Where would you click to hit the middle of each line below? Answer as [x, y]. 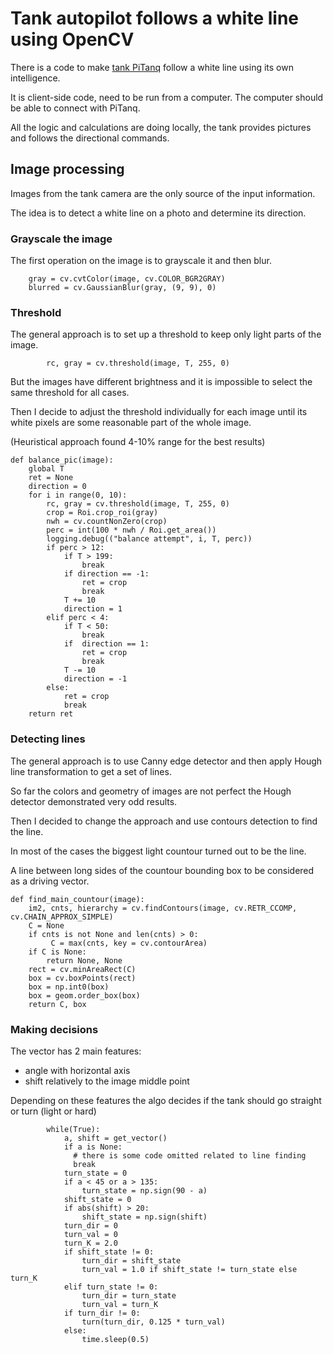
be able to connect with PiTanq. [75, 108]
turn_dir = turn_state [129, 1295]
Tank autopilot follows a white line [155, 18]
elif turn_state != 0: [111, 1287]
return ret [51, 714]
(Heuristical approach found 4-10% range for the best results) [138, 442]
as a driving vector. [50, 881]
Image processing [67, 169]
